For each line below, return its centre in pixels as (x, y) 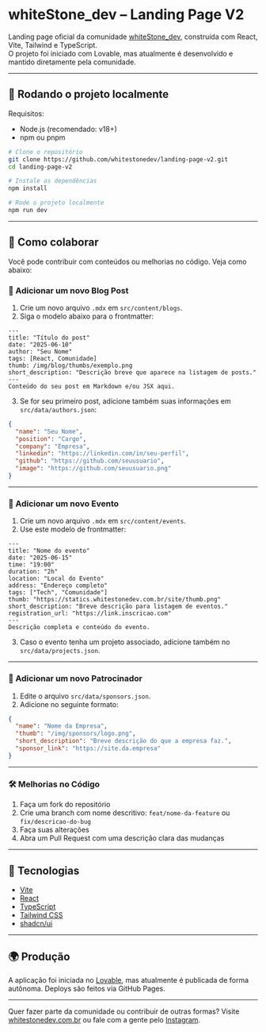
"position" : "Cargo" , (51, 439)
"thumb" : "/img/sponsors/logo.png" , (76, 734)
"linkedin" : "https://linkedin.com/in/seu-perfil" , (103, 454)
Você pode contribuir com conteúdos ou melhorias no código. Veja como (127, 261)
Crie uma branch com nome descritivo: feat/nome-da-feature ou (125, 813)
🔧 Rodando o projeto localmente (89, 94)
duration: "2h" (33, 572)
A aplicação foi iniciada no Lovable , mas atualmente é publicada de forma (129, 980)
